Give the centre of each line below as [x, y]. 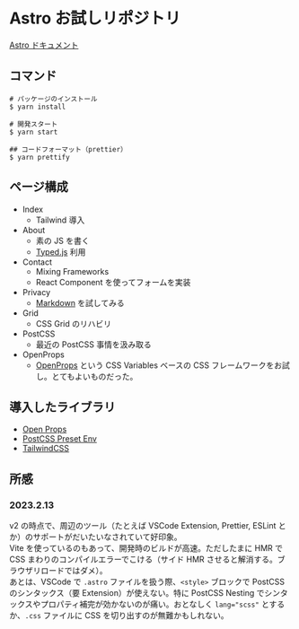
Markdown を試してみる [80, 302]
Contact [37, 262]
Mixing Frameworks [72, 271]
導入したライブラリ [62, 407]
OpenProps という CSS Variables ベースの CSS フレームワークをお [159, 365]
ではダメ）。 [86, 571]
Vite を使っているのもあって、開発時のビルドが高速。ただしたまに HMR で [146, 548]
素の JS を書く [62, 240]
